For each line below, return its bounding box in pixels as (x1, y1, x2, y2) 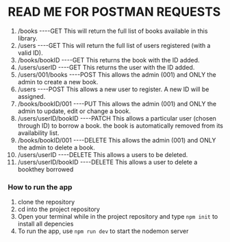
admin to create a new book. (17, 77, 99, 86)
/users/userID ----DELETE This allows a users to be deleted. (17, 150, 188, 158)
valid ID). (17, 49, 43, 57)
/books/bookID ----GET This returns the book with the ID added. (17, 56, 201, 64)
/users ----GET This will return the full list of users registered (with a (17, 41, 211, 49)
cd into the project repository (17, 205, 100, 213)
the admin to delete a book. (17, 143, 95, 152)
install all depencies (17, 220, 74, 228)
